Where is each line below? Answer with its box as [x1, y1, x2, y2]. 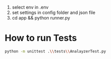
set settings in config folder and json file [12, 9, 96, 15]
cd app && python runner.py [12, 15, 70, 20]
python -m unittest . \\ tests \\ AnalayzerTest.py [5, 48, 106, 54]
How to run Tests [5, 32, 77, 44]
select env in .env [12, 4, 49, 10]
